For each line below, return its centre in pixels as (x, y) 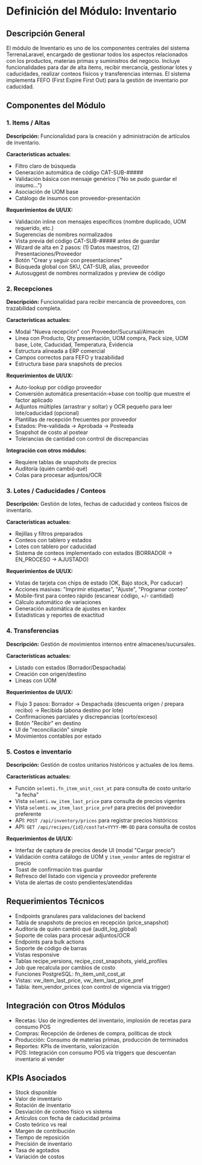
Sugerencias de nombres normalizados (64, 234)
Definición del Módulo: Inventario (91, 11)
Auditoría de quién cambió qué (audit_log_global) (76, 929)
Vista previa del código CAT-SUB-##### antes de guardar (87, 241)
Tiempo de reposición (42, 1137)
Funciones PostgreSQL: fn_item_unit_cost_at (70, 974)
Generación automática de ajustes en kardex (71, 609)
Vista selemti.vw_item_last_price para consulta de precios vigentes (100, 801)
